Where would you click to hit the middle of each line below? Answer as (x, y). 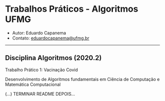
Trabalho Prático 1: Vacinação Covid (41, 70)
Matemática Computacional (33, 84)
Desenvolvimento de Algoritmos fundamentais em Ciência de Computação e (82, 79)
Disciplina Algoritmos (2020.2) (54, 58)
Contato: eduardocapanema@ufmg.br (51, 38)
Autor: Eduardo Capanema (39, 33)
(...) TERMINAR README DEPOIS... (40, 94)
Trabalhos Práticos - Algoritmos (72, 9)
